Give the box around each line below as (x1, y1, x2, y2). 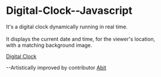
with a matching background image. (6, 42, 92, 49)
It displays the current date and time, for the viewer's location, (6, 35, 156, 42)
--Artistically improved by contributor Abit (6, 64, 107, 71)
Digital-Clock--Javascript (6, 4, 133, 17)
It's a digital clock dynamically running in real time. (6, 23, 128, 30)
